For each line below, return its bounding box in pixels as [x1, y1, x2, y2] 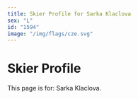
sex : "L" [7, 17, 33, 24]
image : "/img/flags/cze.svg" [7, 30, 93, 37]
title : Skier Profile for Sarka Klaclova [7, 10, 132, 18]
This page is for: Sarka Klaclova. [7, 84, 102, 93]
